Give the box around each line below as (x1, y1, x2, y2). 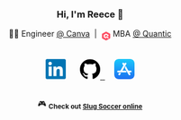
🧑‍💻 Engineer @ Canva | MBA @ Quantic (8, 29, 172, 39)
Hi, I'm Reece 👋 (56, 8, 124, 21)
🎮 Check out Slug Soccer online (37, 99, 143, 111)
